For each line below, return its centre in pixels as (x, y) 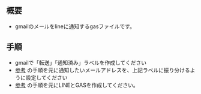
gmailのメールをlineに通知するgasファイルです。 (75, 26)
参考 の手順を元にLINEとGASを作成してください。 (77, 85)
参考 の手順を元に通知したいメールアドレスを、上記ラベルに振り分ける (102, 70)
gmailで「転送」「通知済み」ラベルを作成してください (81, 62)
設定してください (46, 77)
